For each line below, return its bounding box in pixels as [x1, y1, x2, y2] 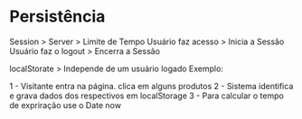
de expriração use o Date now [9, 99, 122, 110]
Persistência [9, 6, 106, 27]
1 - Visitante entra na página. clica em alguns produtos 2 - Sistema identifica [9, 80, 294, 91]
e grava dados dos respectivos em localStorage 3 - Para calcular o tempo [9, 90, 285, 101]
